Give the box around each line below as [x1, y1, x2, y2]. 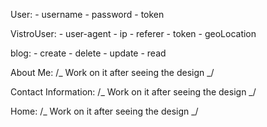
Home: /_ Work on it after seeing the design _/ [10, 105, 199, 117]
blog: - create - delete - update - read [10, 47, 167, 59]
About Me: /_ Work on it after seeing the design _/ [10, 67, 215, 78]
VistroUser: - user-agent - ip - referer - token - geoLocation [10, 28, 257, 39]
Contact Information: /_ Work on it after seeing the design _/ [10, 86, 257, 98]
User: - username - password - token [10, 9, 165, 20]
